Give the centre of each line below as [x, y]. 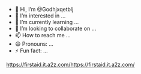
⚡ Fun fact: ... [31, 51]
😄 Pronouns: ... [34, 44]
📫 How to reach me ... [43, 35]
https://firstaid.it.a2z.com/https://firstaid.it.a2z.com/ [70, 64]
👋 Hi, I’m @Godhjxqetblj [44, 9]
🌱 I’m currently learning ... [47, 22]
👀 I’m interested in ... [40, 16]
